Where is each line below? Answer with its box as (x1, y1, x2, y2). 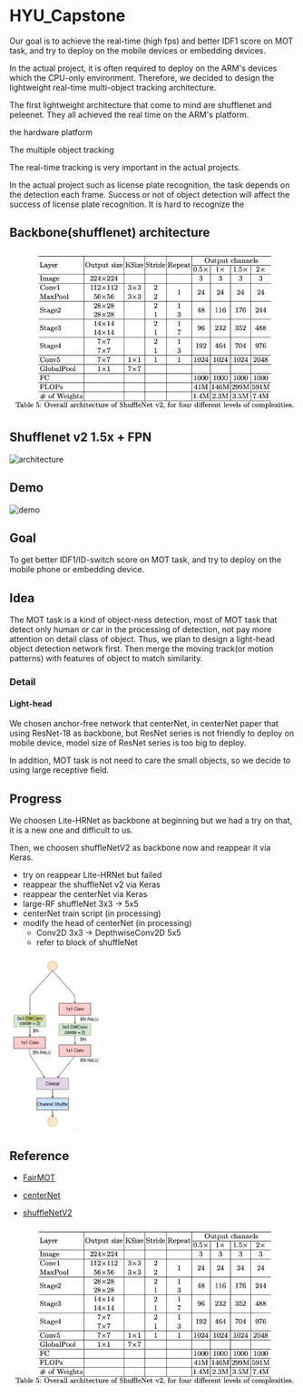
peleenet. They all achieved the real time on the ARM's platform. (9, 109, 249, 120)
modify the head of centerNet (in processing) (22, 918, 192, 929)
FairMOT (22, 1172, 56, 1184)
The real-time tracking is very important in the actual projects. (9, 161, 241, 172)
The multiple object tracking (9, 144, 115, 155)
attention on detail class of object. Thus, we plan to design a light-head (9, 634, 275, 645)
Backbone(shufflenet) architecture (9, 225, 210, 240)
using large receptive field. (9, 765, 110, 776)
